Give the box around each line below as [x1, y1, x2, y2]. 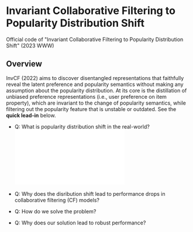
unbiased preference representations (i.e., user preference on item [6, 93, 167, 100]
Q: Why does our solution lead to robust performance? [14, 219, 146, 226]
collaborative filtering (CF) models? [14, 196, 99, 203]
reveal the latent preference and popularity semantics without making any [6, 81, 184, 88]
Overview [6, 59, 43, 69]
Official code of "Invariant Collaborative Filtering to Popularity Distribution [6, 36, 184, 43]
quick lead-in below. [6, 112, 56, 119]
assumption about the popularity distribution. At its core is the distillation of [6, 86, 187, 94]
